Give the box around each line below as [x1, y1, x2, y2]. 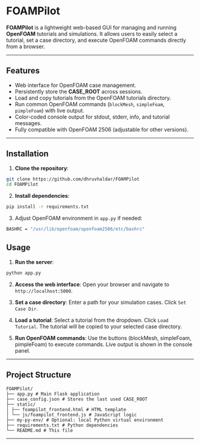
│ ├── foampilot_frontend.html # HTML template [6, 406, 127, 412]
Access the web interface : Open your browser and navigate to [14, 281, 170, 288]
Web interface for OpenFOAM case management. [14, 82, 136, 89]
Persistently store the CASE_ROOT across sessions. [14, 88, 143, 95]
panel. [14, 347, 31, 354]
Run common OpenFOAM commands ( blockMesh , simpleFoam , [14, 100, 165, 108]
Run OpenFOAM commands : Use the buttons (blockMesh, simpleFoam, [14, 334, 192, 341]
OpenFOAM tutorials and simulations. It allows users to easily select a [6, 30, 177, 37]
